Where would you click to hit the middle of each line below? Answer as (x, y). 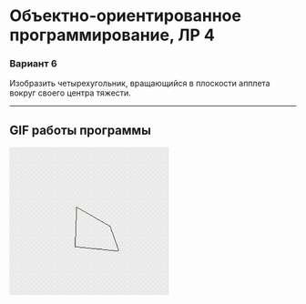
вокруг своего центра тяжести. (71, 93)
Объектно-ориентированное (125, 16)
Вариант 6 (33, 64)
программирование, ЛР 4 (112, 35)
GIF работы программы (81, 130)
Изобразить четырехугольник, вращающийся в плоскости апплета (140, 84)
